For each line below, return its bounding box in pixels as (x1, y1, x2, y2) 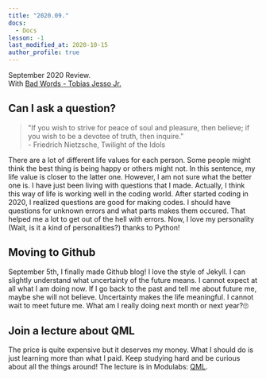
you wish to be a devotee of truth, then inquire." (27, 131, 184, 141)
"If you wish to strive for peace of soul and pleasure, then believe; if (27, 122, 250, 132)
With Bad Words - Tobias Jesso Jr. (8, 79, 121, 88)
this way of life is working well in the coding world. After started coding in (8, 188, 249, 199)
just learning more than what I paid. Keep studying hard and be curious (8, 354, 241, 363)
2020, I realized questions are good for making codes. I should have (8, 197, 231, 207)
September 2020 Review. (8, 71, 91, 79)
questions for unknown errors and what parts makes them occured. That (8, 206, 246, 215)
